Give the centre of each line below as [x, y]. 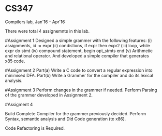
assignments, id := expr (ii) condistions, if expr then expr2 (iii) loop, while [78, 45]
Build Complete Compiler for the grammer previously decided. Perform [75, 113]
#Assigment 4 [19, 104]
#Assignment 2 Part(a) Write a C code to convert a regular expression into [79, 70]
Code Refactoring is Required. [35, 128]
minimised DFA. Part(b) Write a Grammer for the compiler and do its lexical [79, 75]
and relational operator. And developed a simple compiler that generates [77, 55]
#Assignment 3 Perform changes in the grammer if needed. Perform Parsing [81, 90]
